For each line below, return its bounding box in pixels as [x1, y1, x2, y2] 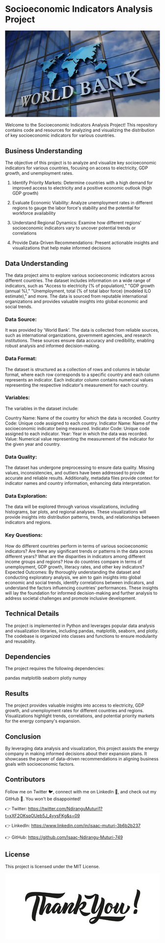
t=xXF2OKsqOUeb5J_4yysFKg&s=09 [5, 813, 80, 818]
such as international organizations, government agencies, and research [5, 332, 151, 338]
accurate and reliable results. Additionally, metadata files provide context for [5, 475, 160, 481]
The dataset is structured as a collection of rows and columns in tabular [5, 366, 150, 372]
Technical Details [5, 609, 59, 618]
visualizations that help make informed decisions [12, 245, 111, 251]
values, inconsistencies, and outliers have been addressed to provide [5, 470, 145, 476]
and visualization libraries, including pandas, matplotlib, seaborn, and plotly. [5, 628, 159, 633]
